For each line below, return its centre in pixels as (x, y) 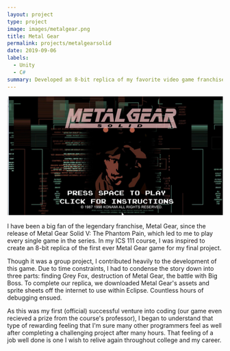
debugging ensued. (35, 298)
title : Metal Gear (33, 36)
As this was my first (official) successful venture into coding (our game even (115, 311)
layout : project (30, 14)
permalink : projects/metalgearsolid (59, 44)
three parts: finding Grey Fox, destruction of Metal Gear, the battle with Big (112, 276)
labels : (18, 58)
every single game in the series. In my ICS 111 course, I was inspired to (106, 241)
